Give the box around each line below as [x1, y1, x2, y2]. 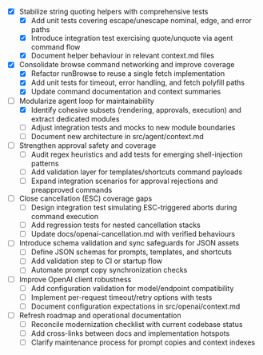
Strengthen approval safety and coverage [18, 140, 157, 150]
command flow [30, 42, 81, 52]
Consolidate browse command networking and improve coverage [18, 60, 235, 70]
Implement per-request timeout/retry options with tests [30, 292, 213, 302]
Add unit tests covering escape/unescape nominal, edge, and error [30, 16, 253, 26]
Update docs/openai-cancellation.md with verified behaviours [30, 229, 236, 239]
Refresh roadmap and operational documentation [18, 310, 181, 320]
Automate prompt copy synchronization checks [30, 265, 188, 275]
